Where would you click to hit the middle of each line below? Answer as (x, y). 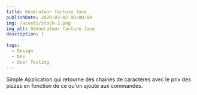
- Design (22, 51)
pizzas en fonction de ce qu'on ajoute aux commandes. (75, 85)
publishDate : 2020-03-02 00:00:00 (49, 17)
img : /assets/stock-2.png (38, 23)
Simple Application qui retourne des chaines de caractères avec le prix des (99, 79)
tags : (13, 46)
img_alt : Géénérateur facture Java (51, 29)
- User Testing (31, 62)
